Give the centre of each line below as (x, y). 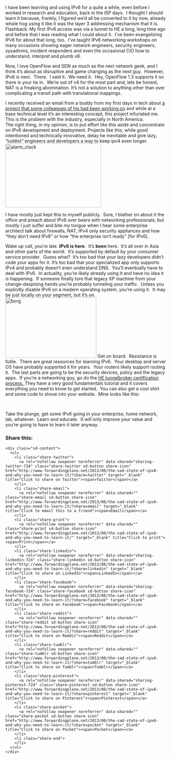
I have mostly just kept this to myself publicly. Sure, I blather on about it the (85, 214)
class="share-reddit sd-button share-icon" (52, 623)
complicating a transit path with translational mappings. (64, 93)
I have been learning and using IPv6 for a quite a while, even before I (77, 7)
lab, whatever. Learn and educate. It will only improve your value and (79, 419)
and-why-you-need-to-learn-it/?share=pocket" (54, 725)
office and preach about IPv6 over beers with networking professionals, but (85, 220)
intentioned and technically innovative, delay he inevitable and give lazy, (81, 135)
